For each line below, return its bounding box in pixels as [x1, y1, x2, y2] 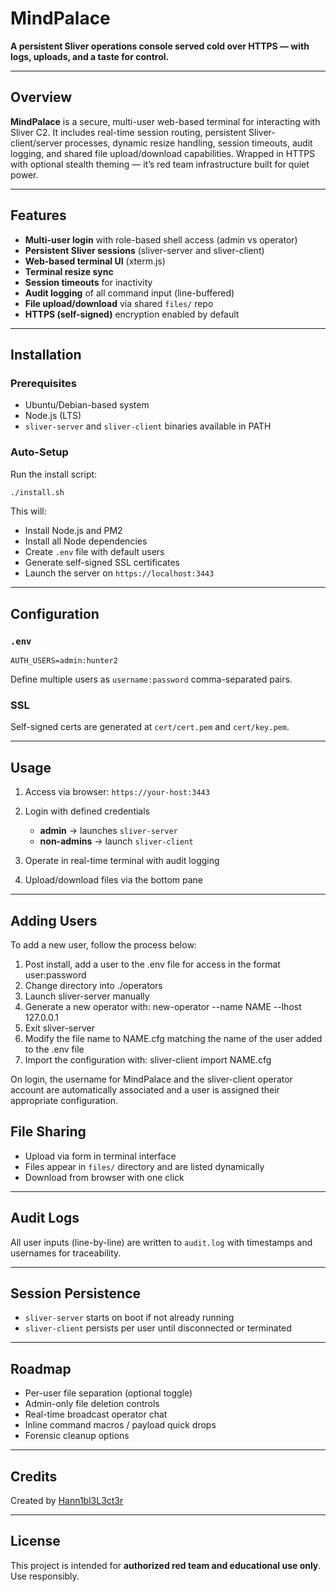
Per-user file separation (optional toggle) [24, 1387, 193, 1399]
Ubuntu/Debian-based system [24, 399, 150, 411]
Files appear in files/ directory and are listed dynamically [24, 1160, 265, 1172]
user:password [24, 969, 87, 981]
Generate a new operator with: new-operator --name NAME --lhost [24, 1001, 302, 1013]
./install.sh [10, 487, 65, 497]
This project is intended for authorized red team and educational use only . [10, 1559, 322, 1571]
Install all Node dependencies [24, 535, 148, 547]
